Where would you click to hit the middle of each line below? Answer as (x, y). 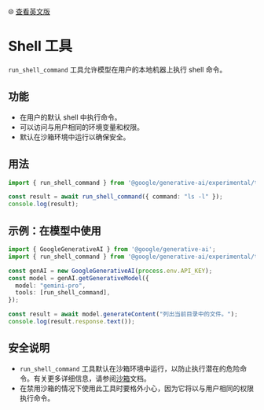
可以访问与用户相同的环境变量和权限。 (81, 127)
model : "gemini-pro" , (51, 286)
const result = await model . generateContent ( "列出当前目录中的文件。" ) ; (123, 314)
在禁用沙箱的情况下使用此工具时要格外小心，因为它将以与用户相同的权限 (136, 388)
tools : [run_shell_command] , (63, 293)
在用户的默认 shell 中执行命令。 (70, 117)
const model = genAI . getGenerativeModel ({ (79, 278)
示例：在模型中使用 (55, 231)
